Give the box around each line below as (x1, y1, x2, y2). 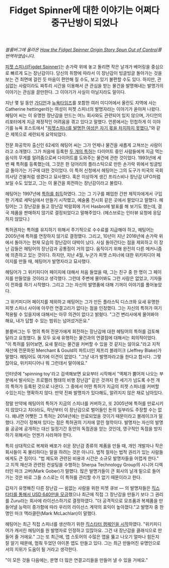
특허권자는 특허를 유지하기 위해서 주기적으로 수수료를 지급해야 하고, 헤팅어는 (5, 227, 154, 233)
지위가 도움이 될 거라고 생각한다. (14, 546, 78, 552)
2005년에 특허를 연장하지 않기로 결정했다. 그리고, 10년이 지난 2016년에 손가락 (5, 233, 158, 239)
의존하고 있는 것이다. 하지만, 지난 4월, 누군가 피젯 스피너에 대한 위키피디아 (10, 252, 155, 258)
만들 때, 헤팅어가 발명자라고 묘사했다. (18, 258, 92, 264)
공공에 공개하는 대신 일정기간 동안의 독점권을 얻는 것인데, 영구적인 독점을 (10, 425, 153, 432)
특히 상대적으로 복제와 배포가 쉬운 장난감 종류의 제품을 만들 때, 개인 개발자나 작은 (5, 443, 163, 449)
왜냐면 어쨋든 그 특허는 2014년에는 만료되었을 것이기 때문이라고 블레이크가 (12, 413, 157, 419)
